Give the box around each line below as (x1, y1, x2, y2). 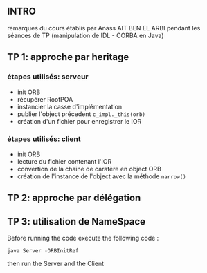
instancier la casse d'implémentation (17, 102, 123, 111)
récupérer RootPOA (17, 95, 73, 103)
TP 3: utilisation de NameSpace (7, 216, 146, 227)
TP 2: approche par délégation (7, 192, 141, 204)
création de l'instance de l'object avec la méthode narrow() (17, 172, 187, 180)
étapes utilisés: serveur (7, 72, 89, 82)
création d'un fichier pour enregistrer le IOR (17, 117, 142, 125)
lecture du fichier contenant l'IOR (17, 157, 112, 165)
